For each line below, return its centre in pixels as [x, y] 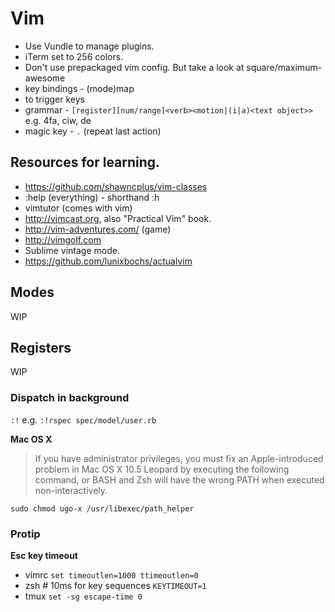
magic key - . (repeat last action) [93, 131]
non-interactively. [71, 490]
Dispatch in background [70, 398]
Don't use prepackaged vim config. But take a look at [134, 67]
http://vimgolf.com [63, 239]
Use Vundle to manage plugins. [89, 46]
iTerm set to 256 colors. [74, 56]
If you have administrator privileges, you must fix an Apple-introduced [179, 458]
